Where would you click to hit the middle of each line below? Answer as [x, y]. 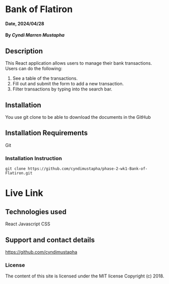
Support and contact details [50, 240]
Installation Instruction [34, 158]
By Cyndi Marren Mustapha [35, 35]
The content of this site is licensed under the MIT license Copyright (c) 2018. [85, 276]
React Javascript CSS [28, 224]
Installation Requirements [47, 133]
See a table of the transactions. [45, 78]
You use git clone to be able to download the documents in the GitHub [78, 117]
